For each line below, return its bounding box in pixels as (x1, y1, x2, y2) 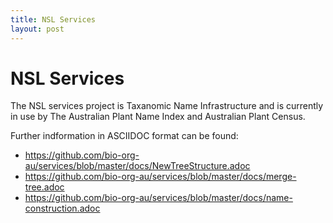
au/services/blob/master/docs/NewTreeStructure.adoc (24, 160, 251, 172)
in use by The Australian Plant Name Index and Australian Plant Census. (10, 111, 306, 123)
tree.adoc (24, 181, 65, 193)
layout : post (10, 24, 65, 34)
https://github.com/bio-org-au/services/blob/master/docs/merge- (24, 171, 297, 183)
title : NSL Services (10, 14, 97, 25)
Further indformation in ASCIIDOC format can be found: (10, 130, 239, 142)
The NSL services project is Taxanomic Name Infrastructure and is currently (10, 100, 324, 112)
